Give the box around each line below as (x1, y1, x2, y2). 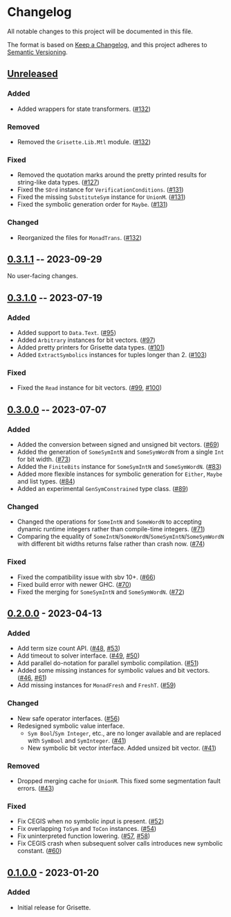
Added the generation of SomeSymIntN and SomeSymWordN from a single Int (17, 448, 225, 456)
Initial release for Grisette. (17, 903, 91, 911)
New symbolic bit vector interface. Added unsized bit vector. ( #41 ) (27, 744, 216, 752)
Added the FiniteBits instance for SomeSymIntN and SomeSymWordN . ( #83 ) (17, 463, 222, 470)
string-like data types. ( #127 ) (17, 178, 100, 187)
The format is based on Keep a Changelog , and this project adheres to (7, 40, 207, 49)
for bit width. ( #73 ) (17, 455, 71, 463)
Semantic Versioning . (7, 48, 68, 56)
